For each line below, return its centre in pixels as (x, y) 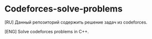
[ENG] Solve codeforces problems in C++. (47, 31)
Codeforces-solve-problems (64, 9)
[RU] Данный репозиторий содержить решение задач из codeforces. (76, 22)
